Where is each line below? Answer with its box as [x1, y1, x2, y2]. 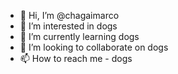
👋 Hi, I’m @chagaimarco [19, 10, 120, 21]
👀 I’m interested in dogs [19, 20, 118, 32]
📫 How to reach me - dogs [19, 53, 133, 64]
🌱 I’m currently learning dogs [19, 31, 140, 42]
